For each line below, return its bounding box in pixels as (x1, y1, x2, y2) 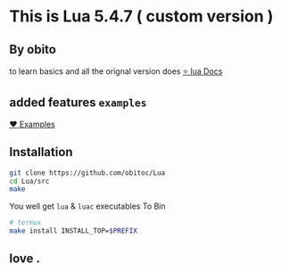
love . (9, 251, 40, 267)
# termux (9, 218, 42, 227)
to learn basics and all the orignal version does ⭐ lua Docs (9, 66, 223, 77)
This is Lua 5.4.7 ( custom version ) (9, 6, 274, 27)
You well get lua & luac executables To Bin (9, 201, 167, 211)
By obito (9, 42, 56, 57)
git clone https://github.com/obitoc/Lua (9, 168, 166, 177)
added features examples (9, 95, 147, 111)
